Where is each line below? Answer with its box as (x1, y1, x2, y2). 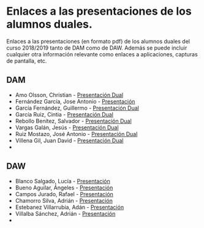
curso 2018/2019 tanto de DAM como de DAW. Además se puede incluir (6, 44, 187, 51)
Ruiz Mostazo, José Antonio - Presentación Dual (15, 130, 138, 137)
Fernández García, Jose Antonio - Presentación (15, 97, 135, 105)
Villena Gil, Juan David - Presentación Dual (15, 137, 124, 144)
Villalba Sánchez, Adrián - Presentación (15, 210, 116, 217)
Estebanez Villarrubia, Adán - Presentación (15, 203, 124, 211)
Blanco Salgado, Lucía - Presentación (15, 177, 110, 184)
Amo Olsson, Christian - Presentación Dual (15, 91, 124, 99)
